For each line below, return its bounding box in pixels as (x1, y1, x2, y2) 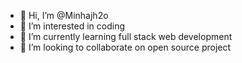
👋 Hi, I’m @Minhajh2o (19, 10, 109, 21)
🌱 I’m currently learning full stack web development (19, 31, 233, 42)
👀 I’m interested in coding (19, 20, 126, 32)
